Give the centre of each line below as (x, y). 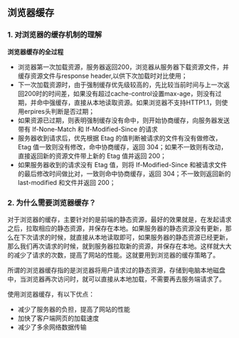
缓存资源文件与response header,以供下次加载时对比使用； (102, 75)
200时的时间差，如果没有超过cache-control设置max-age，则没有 (119, 93)
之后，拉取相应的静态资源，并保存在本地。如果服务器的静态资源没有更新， (116, 228)
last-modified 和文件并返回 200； (67, 182)
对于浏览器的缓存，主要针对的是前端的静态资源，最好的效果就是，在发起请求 (119, 219)
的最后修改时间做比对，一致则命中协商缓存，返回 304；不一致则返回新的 (124, 174)
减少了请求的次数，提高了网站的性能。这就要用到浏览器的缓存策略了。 (116, 255)
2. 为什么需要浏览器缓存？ (52, 203)
